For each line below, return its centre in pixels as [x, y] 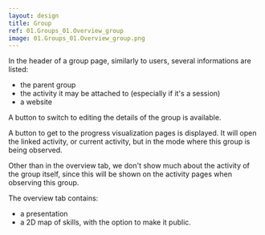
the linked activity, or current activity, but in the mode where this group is [129, 142]
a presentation [44, 214]
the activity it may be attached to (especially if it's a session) [120, 94]
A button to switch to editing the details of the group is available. [115, 118]
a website [36, 102]
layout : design [34, 16]
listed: [18, 70]
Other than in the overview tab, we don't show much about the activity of [129, 166]
